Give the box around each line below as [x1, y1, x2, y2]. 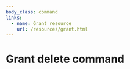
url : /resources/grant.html [16, 26, 88, 32]
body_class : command [5, 9, 59, 15]
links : [5, 15, 23, 21]
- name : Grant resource [11, 20, 71, 26]
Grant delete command [5, 53, 125, 66]
